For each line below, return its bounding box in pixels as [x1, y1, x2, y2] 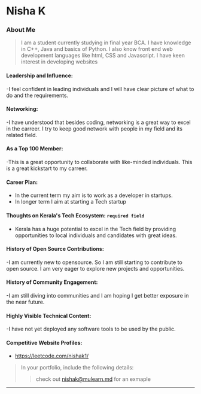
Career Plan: [6, 178, 38, 186]
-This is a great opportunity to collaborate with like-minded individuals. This [6, 159, 193, 166]
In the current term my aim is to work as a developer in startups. [14, 192, 173, 199]
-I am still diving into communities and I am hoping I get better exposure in [6, 292, 189, 299]
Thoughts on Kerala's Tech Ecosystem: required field [6, 211, 145, 219]
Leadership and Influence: [6, 72, 73, 79]
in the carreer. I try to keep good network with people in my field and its [6, 125, 182, 132]
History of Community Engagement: [6, 278, 98, 286]
